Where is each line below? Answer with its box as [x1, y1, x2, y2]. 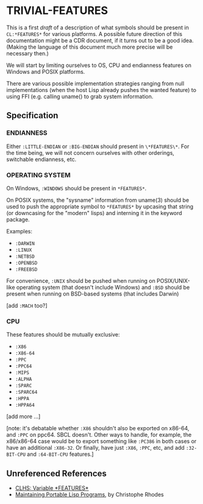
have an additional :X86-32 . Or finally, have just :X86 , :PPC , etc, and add [6, 444, 185, 452]
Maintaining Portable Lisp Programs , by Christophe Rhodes [15, 491, 164, 499]
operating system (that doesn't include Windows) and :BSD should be [16, 283, 190, 291]
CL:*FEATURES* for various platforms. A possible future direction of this [6, 30, 183, 37]
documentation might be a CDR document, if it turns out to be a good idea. [6, 37, 194, 44]
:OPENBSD [15, 260, 38, 266]
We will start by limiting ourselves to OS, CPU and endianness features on [6, 62, 192, 69]
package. [6, 216, 30, 223]
